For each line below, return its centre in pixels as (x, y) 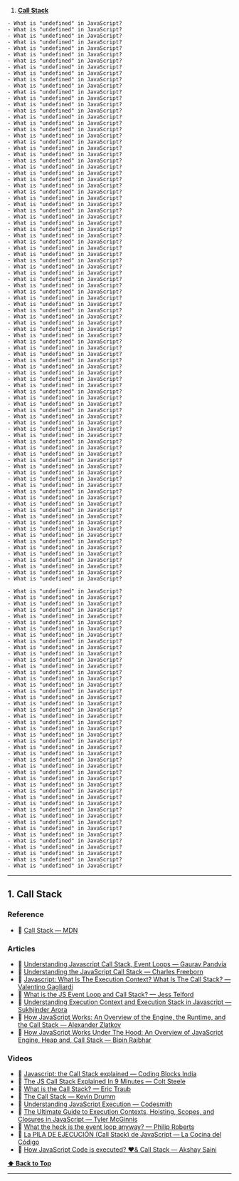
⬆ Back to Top (30, 1164)
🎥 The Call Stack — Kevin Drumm (67, 1097)
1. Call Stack (35, 894)
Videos (20, 1058)
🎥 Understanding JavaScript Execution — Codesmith (95, 1104)
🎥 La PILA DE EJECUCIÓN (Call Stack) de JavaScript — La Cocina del (119, 1135)
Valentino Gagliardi (45, 986)
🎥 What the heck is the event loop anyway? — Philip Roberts (106, 1127)
